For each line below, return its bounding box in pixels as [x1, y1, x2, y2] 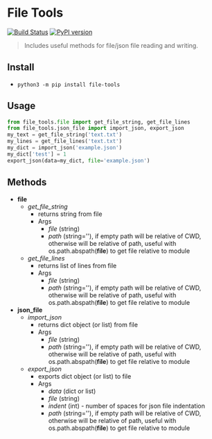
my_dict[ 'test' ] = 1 [7, 151, 67, 158]
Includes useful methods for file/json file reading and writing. [24, 41, 199, 49]
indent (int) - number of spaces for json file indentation [48, 401, 206, 410]
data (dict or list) [48, 387, 96, 395]
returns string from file [37, 210, 103, 218]
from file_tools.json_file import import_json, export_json [7, 125, 185, 132]
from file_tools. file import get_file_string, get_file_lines [7, 118, 191, 126]
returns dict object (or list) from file [37, 320, 139, 329]
